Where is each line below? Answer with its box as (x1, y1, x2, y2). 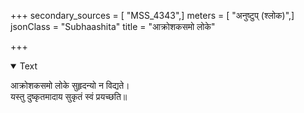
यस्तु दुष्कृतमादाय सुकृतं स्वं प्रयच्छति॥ (10, 91, 128, 102)
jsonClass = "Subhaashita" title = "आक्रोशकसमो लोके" (10, 21, 216, 32)
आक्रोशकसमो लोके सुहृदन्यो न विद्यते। (10, 80, 130, 91)
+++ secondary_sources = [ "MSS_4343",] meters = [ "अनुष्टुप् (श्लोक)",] (10, 10, 295, 21)
